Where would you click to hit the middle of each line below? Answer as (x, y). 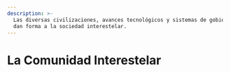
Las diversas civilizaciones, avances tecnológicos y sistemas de (110, 20)
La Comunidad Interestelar (84, 60)
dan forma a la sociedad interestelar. (70, 26)
